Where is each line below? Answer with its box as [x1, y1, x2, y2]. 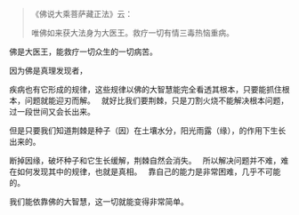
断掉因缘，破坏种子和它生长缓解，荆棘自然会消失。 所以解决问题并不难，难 [9, 155, 289, 165]
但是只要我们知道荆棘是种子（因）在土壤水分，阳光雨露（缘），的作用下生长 [9, 125, 287, 136]
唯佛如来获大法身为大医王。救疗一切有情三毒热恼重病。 [30, 28, 234, 38]
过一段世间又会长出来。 [9, 107, 95, 116]
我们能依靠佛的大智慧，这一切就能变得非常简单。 [9, 196, 189, 207]
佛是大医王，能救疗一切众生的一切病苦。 [9, 46, 158, 57]
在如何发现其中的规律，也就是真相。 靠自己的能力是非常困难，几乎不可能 [9, 166, 281, 177]
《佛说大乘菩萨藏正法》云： [30, 9, 133, 19]
